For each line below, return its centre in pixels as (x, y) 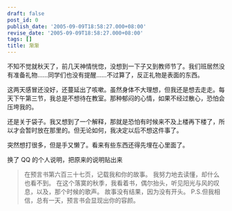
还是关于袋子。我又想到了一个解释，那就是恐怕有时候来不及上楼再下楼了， (113, 121)
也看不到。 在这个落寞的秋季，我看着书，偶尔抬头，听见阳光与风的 (119, 183)
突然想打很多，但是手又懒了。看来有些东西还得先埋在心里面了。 (98, 145)
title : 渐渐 (23, 46)
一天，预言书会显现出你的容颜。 (94, 200)
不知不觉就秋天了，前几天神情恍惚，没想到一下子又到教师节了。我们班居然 (113, 66)
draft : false (26, 13)
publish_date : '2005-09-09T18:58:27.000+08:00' (77, 26)
